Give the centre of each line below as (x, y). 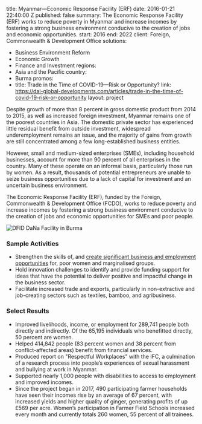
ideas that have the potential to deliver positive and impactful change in (104, 276)
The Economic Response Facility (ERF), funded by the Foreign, (84, 197)
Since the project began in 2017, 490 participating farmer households (101, 388)
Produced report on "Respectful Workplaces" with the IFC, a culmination (105, 356)
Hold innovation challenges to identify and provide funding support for (102, 270)
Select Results (28, 311)
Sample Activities (33, 243)
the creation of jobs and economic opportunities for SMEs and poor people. (100, 216)
